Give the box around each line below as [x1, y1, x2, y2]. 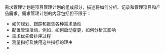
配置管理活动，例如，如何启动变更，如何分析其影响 [11, 27, 116, 33]
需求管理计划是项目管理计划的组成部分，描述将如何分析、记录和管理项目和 [4, 4, 156, 10]
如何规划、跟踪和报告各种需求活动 [11, 21, 82, 27]
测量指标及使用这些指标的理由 [11, 39, 73, 45]
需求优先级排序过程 [11, 33, 51, 39]
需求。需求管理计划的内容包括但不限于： [8, 10, 91, 16]
